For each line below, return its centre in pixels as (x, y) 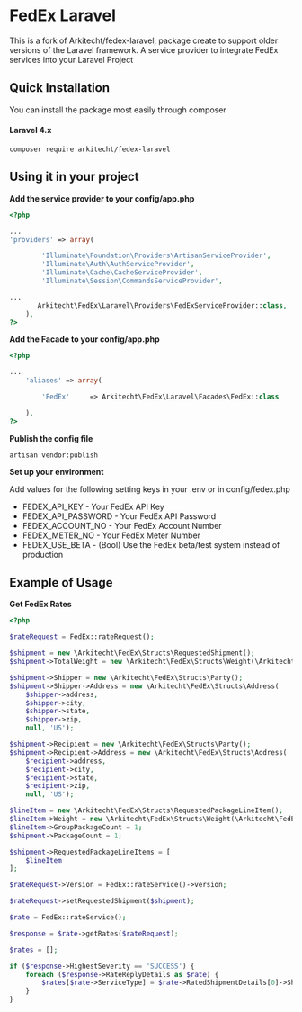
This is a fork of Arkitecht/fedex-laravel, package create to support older (144, 40)
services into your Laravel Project (71, 59)
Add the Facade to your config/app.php (84, 339)
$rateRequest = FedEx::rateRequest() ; (82, 637)
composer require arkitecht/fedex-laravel (90, 149)
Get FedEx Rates (40, 605)
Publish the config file (51, 438)
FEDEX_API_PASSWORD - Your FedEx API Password (119, 516)
